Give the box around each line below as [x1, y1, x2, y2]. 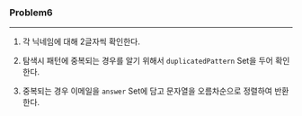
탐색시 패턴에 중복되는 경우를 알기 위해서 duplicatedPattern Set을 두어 [22, 56, 274, 67]
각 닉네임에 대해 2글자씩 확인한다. [22, 36, 141, 47]
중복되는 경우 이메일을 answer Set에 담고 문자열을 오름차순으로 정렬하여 [22, 85, 272, 96]
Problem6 [9, 6, 53, 19]
